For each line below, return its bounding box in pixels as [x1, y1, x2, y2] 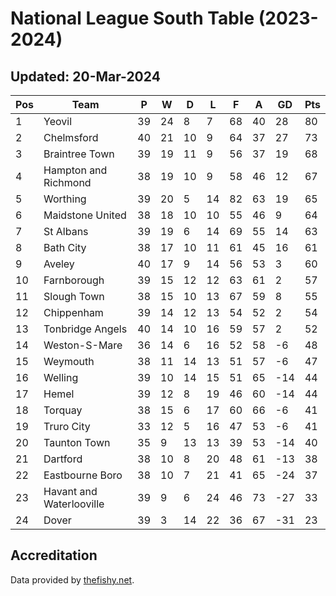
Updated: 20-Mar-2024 [10, 68, 161, 85]
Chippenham [43, 306, 104, 319]
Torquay [43, 403, 83, 417]
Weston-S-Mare [43, 338, 123, 352]
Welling [43, 371, 79, 384]
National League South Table [10, 7, 255, 30]
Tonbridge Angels [43, 322, 128, 336]
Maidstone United [43, 208, 127, 222]
